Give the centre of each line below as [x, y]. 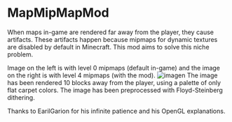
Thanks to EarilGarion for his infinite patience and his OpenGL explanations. [116, 111]
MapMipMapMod [59, 13]
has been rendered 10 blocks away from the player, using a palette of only [114, 82]
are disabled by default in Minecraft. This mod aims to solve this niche [108, 47]
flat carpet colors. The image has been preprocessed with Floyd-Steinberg [115, 90]
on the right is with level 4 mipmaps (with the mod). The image [112, 75]
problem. [20, 54]
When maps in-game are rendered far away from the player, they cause [111, 32]
